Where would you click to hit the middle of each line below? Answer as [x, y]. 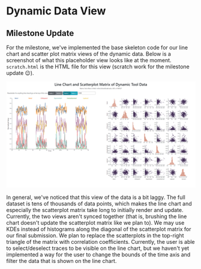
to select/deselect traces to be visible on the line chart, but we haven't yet [98, 248]
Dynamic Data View [56, 11]
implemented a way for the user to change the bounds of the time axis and [98, 254]
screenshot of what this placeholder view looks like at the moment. [89, 60]
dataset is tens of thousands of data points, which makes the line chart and [99, 203]
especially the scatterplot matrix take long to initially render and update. [95, 210]
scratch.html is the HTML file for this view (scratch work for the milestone [98, 67]
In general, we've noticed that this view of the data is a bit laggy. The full [96, 197]
